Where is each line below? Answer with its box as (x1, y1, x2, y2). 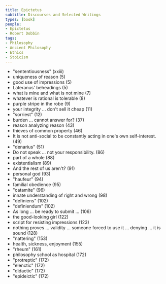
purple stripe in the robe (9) (12, 101, 71, 107)
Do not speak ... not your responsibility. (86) (12, 149, 105, 155)
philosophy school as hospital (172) (12, 252, 87, 258)
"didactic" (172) (12, 268, 46, 274)
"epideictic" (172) (12, 273, 49, 279)
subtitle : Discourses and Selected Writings (5, 12, 101, 17)
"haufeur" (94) (12, 176, 44, 183)
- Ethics (5, 50, 24, 55)
